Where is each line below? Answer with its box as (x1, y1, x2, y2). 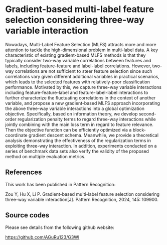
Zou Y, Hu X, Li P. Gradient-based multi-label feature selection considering (5, 191, 159, 197)
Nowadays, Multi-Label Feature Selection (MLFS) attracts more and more (5, 41, 156, 47)
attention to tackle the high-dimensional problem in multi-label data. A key (5, 47, 158, 53)
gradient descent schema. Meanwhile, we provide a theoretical (28, 132, 159, 138)
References (5, 168, 42, 177)
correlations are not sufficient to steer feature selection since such (15, 68, 152, 74)
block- (132, 127, 146, 133)
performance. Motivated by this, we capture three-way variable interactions (5, 84, 162, 90)
